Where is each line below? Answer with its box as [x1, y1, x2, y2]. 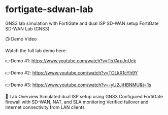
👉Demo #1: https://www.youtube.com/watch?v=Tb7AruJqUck [5, 57, 137, 64]
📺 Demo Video [5, 35, 37, 42]
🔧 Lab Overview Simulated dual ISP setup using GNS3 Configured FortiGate [5, 93, 163, 99]
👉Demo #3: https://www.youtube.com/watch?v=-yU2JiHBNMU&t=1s [5, 82, 151, 88]
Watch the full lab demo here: [5, 47, 67, 54]
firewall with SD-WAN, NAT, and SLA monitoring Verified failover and [5, 99, 149, 105]
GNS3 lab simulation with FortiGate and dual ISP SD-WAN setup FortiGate [5, 20, 159, 26]
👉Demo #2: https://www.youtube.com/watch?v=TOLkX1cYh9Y [5, 69, 138, 75]
